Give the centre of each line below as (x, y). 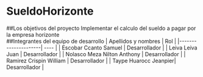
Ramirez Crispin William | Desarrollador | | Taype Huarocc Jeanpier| (91, 61)
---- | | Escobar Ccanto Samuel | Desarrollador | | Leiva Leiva (120, 48)
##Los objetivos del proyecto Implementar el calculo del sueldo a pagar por (101, 28)
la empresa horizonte (33, 34)
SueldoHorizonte (50, 11)
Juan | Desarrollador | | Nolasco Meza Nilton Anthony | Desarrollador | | (96, 54)
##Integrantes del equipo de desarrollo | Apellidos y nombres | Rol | (91, 41)
